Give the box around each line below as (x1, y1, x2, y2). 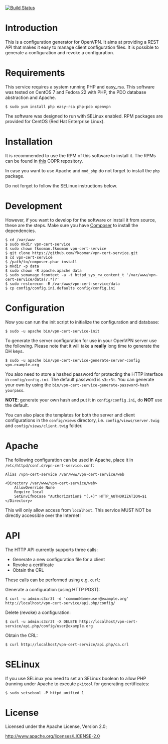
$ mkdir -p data (5, 264, 39, 269)
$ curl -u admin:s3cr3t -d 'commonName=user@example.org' (5, 596, 129, 601)
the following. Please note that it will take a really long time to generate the (5, 343, 160, 349)
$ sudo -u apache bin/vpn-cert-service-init (5, 329, 100, 334)
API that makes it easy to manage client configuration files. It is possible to (5, 44, 159, 50)
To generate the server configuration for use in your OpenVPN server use (5, 337, 157, 344)
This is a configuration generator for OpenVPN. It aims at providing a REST (5, 39, 159, 45)
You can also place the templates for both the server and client (5, 412, 135, 418)
